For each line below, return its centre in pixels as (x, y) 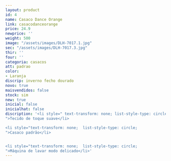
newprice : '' (19, 34)
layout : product (22, 10)
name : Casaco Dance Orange (34, 19)
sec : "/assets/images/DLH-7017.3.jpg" (46, 48)
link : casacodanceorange (32, 24)
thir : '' (15, 52)
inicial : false (21, 105)
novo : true (17, 85)
